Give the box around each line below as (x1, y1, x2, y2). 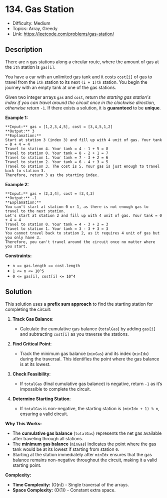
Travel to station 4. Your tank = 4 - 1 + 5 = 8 (5, 146, 108, 151)
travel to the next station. (5, 208, 66, 214)
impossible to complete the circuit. (19, 386, 91, 392)
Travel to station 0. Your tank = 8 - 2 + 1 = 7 (5, 151, 108, 156)
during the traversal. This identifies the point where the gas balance (19, 355, 159, 362)
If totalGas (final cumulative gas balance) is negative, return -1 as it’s (19, 381, 162, 387)
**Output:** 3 (5, 129, 35, 134)
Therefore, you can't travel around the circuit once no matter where (5, 239, 155, 244)
